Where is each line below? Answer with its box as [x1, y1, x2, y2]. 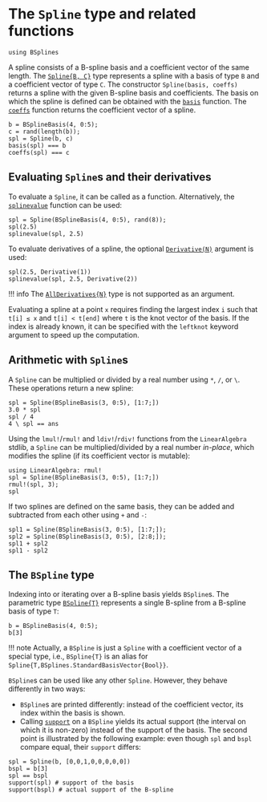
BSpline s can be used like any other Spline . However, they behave [8, 675, 228, 686]
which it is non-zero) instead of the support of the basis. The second [19, 725, 248, 735]
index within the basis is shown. [19, 708, 126, 718]
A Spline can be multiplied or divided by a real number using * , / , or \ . [8, 375, 241, 384]
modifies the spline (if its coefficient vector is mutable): [8, 451, 191, 460]
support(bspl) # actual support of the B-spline [8, 786, 174, 794]
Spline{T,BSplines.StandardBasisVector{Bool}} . [8, 660, 169, 670]
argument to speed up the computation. [8, 330, 140, 339]
